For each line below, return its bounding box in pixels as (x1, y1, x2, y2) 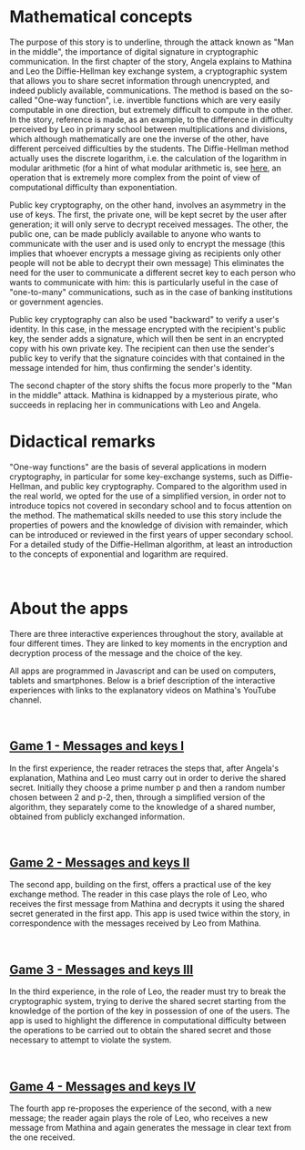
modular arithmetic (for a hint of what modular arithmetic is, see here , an (9, 162, 282, 173)
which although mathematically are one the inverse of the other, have (9, 133, 269, 144)
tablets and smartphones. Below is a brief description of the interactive (9, 674, 276, 685)
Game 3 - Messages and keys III (9, 961, 194, 977)
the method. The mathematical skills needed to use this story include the (9, 509, 282, 520)
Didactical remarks (9, 431, 157, 452)
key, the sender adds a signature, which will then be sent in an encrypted (9, 333, 284, 344)
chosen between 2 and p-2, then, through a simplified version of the (9, 791, 266, 803)
